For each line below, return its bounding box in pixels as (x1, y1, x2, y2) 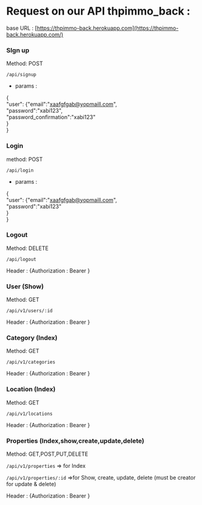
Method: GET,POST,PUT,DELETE (6, 450, 89, 458)
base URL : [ (6, 24, 38, 32)
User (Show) (6, 282, 44, 290)
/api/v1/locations (6, 411, 53, 417)
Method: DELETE (6, 245, 49, 252)
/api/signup (6, 72, 36, 78)
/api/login (6, 167, 34, 173)
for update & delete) (6, 481, 56, 488)
